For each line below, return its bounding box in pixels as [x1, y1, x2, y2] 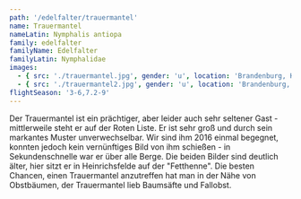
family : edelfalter [9, 38, 82, 48]
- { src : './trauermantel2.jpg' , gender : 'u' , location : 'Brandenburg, [17, 80, 291, 89]
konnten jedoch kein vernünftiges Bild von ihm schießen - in [9, 141, 231, 152]
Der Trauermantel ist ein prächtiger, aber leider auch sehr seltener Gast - [9, 113, 279, 124]
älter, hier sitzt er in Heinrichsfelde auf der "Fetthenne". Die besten [9, 160, 255, 171]
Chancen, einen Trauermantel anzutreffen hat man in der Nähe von [9, 169, 257, 180]
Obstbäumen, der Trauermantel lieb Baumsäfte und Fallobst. [9, 179, 232, 190]
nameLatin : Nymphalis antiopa [9, 30, 123, 39]
